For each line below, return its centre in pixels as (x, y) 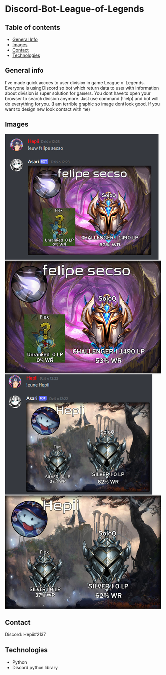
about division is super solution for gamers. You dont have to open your (78, 93)
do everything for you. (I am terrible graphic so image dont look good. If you (83, 104)
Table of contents (33, 28)
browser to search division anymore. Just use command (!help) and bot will (82, 98)
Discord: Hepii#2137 (26, 635)
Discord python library (35, 667)
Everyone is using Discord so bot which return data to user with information (82, 88)
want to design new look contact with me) (48, 109)
